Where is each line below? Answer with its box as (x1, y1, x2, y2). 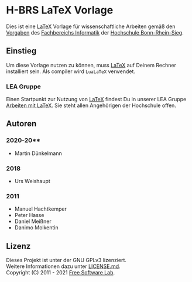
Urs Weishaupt (14, 178, 51, 185)
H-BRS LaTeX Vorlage (6, 4, 114, 17)
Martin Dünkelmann (14, 150, 63, 157)
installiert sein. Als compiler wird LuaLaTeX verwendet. (6, 68, 136, 75)
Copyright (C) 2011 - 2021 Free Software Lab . (6, 269, 115, 276)
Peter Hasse (14, 212, 44, 219)
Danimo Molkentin (14, 224, 59, 231)
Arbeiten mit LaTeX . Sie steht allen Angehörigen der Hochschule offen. (6, 102, 177, 109)
